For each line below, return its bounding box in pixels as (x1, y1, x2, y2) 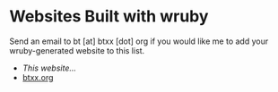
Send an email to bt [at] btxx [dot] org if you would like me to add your (9, 36, 269, 46)
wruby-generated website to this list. (9, 45, 145, 55)
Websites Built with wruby (9, 6, 209, 27)
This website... (22, 63, 77, 73)
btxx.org (22, 71, 54, 82)
